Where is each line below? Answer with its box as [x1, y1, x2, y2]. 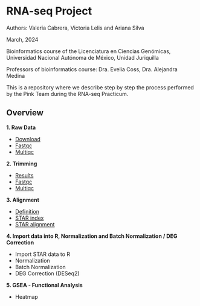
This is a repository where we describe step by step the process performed [6, 83, 195, 91]
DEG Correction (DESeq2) [15, 270, 80, 277]
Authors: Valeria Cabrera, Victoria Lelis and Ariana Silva [6, 24, 144, 31]
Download [15, 135, 41, 142]
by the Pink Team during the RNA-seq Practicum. [6, 90, 129, 97]
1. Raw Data [6, 124, 36, 131]
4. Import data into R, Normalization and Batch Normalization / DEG [6, 232, 178, 240]
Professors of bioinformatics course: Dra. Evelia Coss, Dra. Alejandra [6, 65, 178, 73]
